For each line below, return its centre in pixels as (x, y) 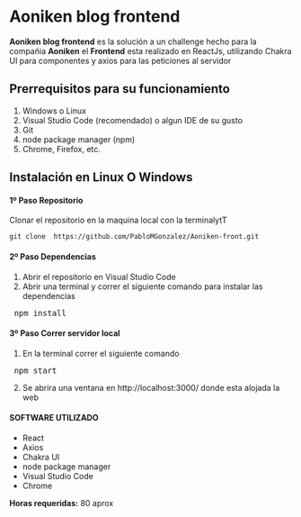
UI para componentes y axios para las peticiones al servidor (120, 60)
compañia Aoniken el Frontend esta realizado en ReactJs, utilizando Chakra (150, 50)
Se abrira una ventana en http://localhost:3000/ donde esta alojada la (151, 387)
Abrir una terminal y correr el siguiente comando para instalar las (142, 286)
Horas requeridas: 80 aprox (62, 503)
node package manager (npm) (79, 139)
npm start (35, 370)
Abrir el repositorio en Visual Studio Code (99, 277)
